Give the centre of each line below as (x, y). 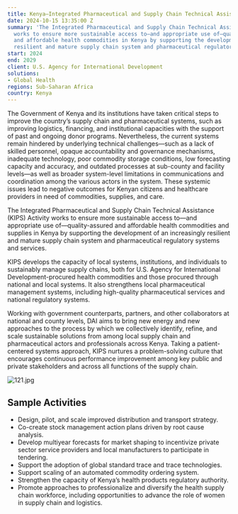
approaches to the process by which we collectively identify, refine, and (112, 328)
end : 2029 (22, 60)
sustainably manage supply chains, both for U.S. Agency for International (114, 269)
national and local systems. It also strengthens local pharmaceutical (106, 284)
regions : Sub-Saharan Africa (50, 87)
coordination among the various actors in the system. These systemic (109, 181)
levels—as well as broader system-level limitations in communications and (116, 174)
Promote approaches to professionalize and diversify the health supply (121, 487)
